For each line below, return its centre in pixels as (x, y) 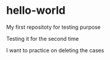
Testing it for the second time (43, 38)
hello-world (36, 10)
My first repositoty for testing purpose (53, 27)
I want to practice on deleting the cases (55, 50)
